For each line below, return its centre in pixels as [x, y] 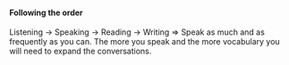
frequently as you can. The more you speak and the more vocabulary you [144, 42]
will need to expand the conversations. [81, 51]
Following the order [46, 12]
